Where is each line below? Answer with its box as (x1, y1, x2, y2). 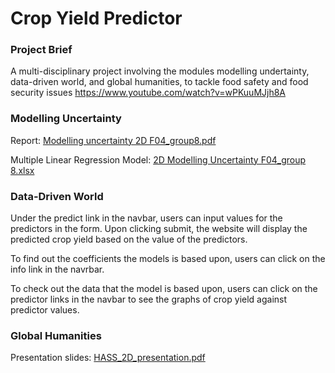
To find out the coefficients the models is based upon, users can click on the (10, 253, 326, 265)
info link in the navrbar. (10, 263, 105, 276)
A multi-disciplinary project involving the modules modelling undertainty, (10, 65, 310, 77)
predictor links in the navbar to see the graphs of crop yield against (10, 293, 288, 306)
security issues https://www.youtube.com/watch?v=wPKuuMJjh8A (10, 87, 287, 99)
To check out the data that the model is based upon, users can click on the (10, 283, 318, 295)
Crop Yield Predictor (10, 7, 183, 30)
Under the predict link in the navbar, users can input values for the (10, 212, 283, 224)
